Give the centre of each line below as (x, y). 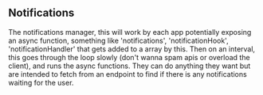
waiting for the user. (41, 82)
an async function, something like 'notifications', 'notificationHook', (118, 40)
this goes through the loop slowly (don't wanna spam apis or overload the (129, 57)
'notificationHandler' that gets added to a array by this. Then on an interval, (132, 49)
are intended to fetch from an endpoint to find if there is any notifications (128, 74)
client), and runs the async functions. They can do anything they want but (130, 66)
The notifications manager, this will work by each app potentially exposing (130, 32)
